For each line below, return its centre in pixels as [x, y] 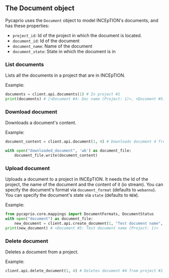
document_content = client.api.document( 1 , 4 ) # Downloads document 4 [81, 142]
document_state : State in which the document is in [64, 51]
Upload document [28, 168]
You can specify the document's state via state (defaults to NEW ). [72, 195]
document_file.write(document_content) [56, 155]
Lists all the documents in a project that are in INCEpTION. [65, 75]
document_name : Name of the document [52, 46]
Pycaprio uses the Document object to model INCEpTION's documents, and [82, 20]
